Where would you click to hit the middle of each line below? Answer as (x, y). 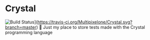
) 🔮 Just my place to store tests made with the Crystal (91, 27)
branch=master (21, 27)
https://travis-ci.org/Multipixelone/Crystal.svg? (85, 22)
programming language (29, 32)
